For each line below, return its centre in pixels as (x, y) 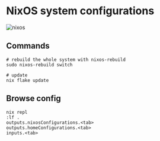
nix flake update (28, 80)
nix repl (17, 112)
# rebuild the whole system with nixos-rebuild (66, 60)
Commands (28, 46)
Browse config (33, 99)
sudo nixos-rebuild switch (39, 65)
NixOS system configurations (80, 11)
